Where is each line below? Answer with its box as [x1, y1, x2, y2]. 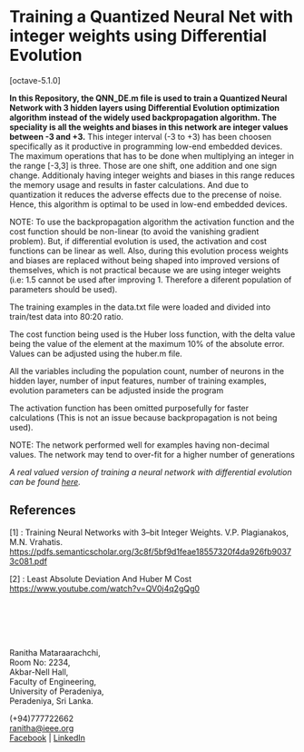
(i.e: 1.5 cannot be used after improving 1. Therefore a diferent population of [9, 274, 292, 285]
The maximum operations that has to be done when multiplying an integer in [9, 150, 295, 161]
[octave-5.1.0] [9, 74, 61, 85]
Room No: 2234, [9, 657, 71, 668]
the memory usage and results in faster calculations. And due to [9, 179, 250, 190]
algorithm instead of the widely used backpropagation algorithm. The [9, 112, 277, 123]
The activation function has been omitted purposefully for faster [9, 402, 250, 413]
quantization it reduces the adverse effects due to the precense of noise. [9, 189, 282, 200]
